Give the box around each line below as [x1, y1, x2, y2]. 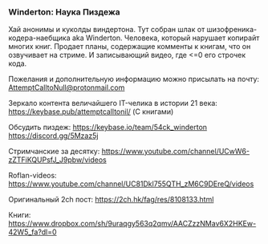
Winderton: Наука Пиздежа [8, 6, 120, 18]
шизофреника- [206, 25, 258, 35]
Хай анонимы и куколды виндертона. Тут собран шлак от [8, 25, 205, 35]
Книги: [8, 210, 31, 220]
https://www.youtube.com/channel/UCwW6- [101, 147, 250, 157]
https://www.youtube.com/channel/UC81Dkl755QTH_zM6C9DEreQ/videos [8, 179, 254, 189]
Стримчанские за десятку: [8, 147, 100, 157]
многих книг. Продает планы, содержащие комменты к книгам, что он [8, 42, 251, 51]
